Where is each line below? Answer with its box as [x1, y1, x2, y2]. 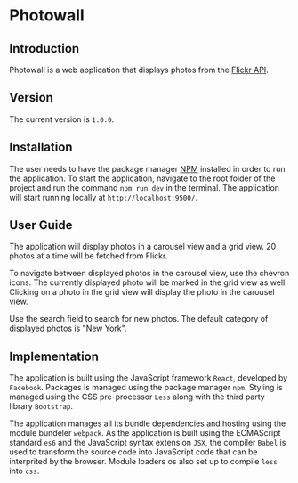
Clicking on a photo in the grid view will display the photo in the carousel [9, 287, 275, 298]
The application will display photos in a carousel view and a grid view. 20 [9, 241, 277, 252]
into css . [9, 465, 40, 477]
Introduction [9, 41, 80, 56]
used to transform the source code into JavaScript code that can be [9, 446, 258, 457]
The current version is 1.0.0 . [9, 113, 115, 125]
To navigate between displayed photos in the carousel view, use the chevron [9, 268, 290, 279]
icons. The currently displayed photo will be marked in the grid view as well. [9, 277, 287, 288]
